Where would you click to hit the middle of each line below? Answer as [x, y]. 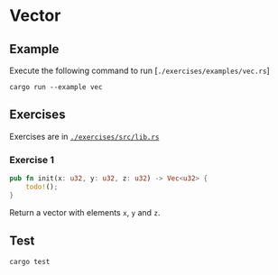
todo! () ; [42, 187]
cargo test [30, 261]
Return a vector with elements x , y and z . [85, 212]
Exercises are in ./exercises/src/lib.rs [84, 136]
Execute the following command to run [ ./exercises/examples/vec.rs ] [140, 70]
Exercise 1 [32, 160]
